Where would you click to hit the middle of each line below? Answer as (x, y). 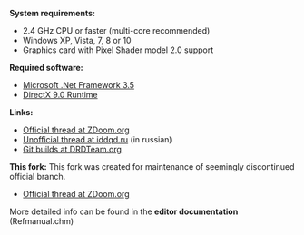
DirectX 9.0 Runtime (60, 95)
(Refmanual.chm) (42, 221)
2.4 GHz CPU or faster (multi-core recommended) (116, 30)
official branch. (38, 176)
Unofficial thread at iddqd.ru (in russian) (97, 139)
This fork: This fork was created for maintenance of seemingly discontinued (152, 166)
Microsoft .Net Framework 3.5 (78, 85)
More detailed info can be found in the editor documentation (124, 211)
